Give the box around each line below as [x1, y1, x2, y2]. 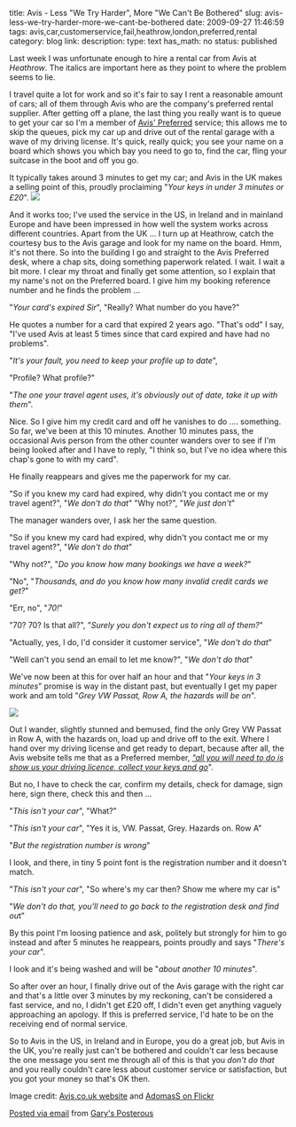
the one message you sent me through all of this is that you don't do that [9, 1055, 275, 1065]
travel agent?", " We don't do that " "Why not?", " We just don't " [9, 498, 236, 508]
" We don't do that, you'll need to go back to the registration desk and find [9, 901, 279, 911]
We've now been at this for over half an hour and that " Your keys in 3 [9, 672, 261, 682]
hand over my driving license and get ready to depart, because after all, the [9, 743, 285, 753]
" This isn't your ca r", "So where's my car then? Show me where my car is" [9, 884, 281, 895]
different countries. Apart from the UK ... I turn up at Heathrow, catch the [9, 228, 275, 239]
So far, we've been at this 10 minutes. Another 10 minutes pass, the [9, 426, 254, 436]
